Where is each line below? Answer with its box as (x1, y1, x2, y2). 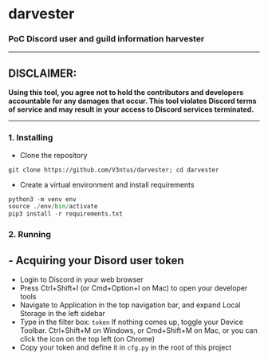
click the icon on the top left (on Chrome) (19, 334, 156, 343)
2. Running (8, 229, 52, 240)
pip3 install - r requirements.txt (8, 210, 124, 218)
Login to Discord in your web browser (19, 275, 144, 284)
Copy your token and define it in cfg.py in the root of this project (19, 342, 232, 352)
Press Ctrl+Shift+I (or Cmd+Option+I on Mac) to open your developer (19, 283, 248, 292)
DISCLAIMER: (8, 66, 77, 80)
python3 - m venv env (8, 195, 77, 204)
